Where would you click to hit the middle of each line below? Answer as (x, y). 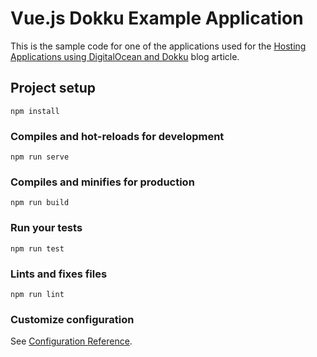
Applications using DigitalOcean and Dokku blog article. (125, 56)
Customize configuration (72, 319)
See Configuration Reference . (71, 341)
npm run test (37, 248)
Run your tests (46, 228)
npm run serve (40, 157)
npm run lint (37, 294)
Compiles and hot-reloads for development (117, 136)
